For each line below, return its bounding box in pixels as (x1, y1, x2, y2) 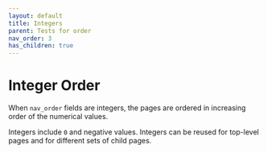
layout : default (8, 11, 63, 20)
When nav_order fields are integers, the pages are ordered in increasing (8, 103, 247, 113)
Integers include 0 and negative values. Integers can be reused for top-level (8, 127, 260, 137)
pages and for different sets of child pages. (8, 136, 152, 146)
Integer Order (8, 76, 101, 95)
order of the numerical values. (8, 112, 109, 122)
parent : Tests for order (8, 27, 92, 35)
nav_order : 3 (8, 34, 52, 43)
